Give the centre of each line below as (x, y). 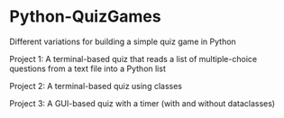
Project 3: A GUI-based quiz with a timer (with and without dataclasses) (142, 103)
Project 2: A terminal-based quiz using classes (96, 86)
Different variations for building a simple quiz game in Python (123, 41)
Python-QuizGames (85, 17)
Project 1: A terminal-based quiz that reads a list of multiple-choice (133, 59)
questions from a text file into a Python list (88, 68)
